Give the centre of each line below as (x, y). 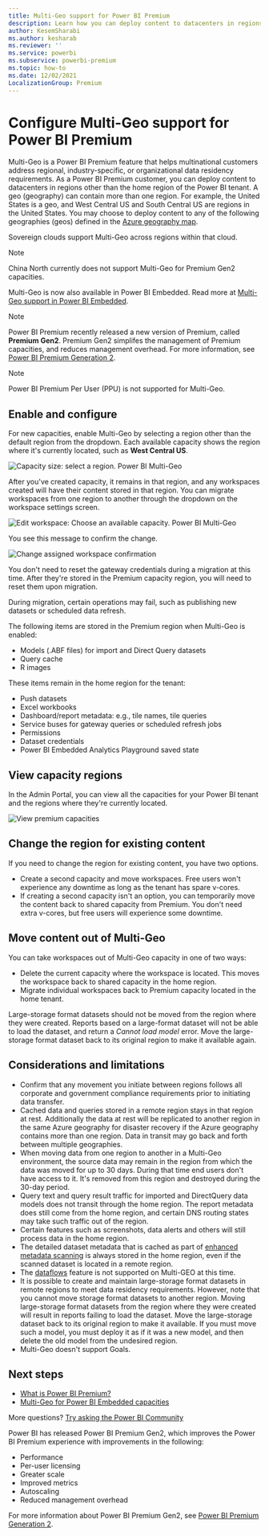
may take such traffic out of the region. (84, 1221)
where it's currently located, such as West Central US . (98, 451)
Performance (42, 1457)
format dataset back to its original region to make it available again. (146, 1040)
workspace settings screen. (54, 508)
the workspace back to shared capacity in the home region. (118, 982)
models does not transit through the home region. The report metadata (137, 1204)
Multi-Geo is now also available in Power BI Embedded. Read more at (122, 292)
